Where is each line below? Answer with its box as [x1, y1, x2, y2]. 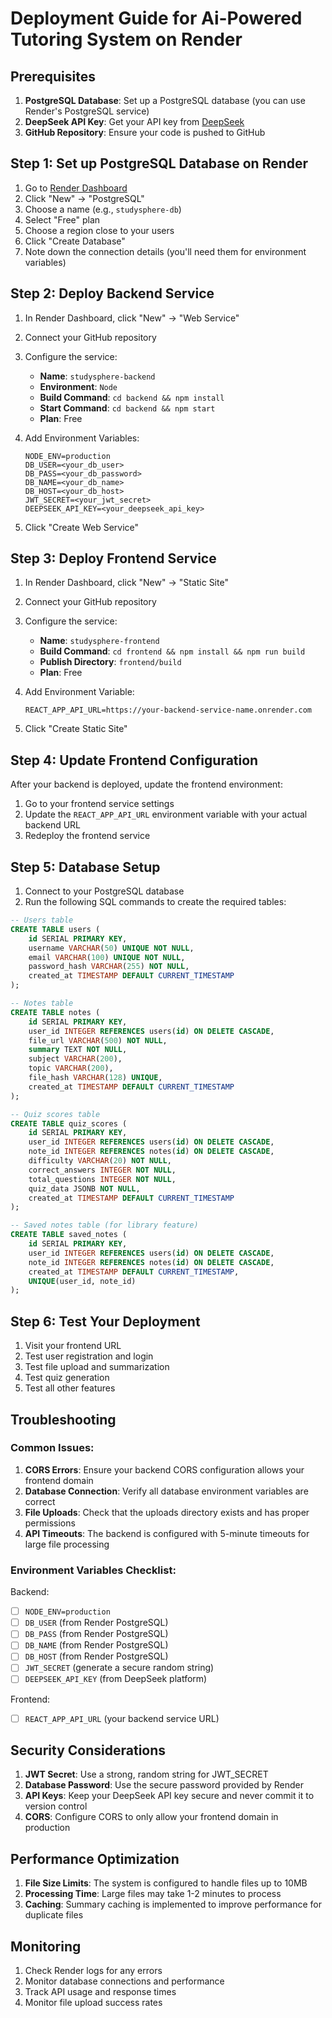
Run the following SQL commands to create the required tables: [24, 896, 287, 908]
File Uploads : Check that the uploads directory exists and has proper [24, 1506, 310, 1518]
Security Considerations [10, 1742, 167, 1759]
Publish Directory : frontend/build [39, 656, 182, 668]
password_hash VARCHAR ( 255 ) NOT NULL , [28, 962, 190, 972]
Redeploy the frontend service [24, 830, 151, 842]
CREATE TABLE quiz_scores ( [10, 1118, 128, 1129]
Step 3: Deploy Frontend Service [10, 550, 217, 567]
